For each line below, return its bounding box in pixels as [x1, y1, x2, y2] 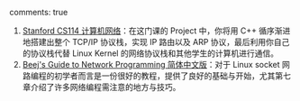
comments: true [9, 7, 68, 17]
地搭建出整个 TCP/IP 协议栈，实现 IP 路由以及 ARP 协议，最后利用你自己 [22, 37, 290, 47]
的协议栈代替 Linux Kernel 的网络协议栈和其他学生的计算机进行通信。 [22, 48, 279, 59]
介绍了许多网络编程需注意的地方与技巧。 [30, 82, 181, 92]
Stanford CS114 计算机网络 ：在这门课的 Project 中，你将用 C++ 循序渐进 [22, 25, 291, 36]
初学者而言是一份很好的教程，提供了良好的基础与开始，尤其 [53, 70, 276, 81]
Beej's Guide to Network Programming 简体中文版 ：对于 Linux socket [22, 60, 281, 69]
